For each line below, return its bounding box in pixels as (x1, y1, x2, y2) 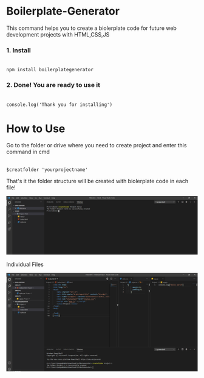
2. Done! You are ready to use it (6, 81, 100, 89)
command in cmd (6, 148, 50, 156)
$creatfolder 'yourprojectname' (6, 167, 88, 173)
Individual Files (6, 261, 44, 268)
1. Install (6, 46, 32, 54)
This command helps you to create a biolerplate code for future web (6, 24, 177, 32)
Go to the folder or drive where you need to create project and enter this (6, 142, 187, 149)
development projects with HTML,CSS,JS (6, 30, 110, 38)
